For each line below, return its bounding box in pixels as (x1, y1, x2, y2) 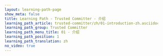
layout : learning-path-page (4, 7, 62, 12)
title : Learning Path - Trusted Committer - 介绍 (4, 16, 106, 21)
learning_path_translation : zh (4, 39, 68, 44)
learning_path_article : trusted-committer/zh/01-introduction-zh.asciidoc (4, 20, 160, 26)
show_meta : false (4, 12, 40, 17)
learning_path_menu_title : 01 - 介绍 (4, 30, 80, 35)
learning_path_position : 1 (4, 35, 59, 39)
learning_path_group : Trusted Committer (4, 25, 88, 30)
